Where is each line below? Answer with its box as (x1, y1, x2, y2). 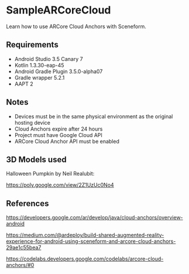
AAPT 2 (14, 80, 33, 87)
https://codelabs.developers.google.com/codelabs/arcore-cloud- (6, 255, 164, 262)
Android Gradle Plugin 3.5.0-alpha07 (14, 68, 103, 75)
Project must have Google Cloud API (14, 131, 102, 138)
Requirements (6, 40, 59, 50)
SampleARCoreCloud (6, 4, 111, 17)
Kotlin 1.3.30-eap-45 (14, 61, 64, 68)
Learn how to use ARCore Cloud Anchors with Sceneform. (6, 23, 146, 30)
